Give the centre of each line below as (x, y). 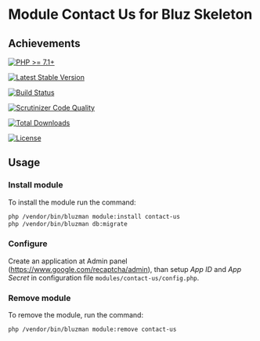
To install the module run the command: (72, 202)
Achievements (44, 44)
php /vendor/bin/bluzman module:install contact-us (94, 216)
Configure (28, 244)
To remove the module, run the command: (76, 315)
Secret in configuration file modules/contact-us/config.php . (104, 278)
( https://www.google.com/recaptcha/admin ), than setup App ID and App (125, 269)
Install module (36, 185)
